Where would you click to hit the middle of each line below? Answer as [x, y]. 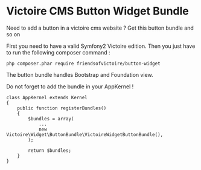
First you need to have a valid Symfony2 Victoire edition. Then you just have [101, 46]
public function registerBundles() [62, 108]
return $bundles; [49, 150]
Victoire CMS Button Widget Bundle [97, 11]
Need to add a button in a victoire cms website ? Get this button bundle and [100, 28]
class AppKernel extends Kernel [47, 97]
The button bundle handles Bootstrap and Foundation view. [80, 74]
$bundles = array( [51, 119]
